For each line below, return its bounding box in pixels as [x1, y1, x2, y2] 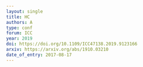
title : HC [6, 14, 30, 20]
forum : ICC [6, 30, 33, 36]
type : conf [6, 24, 33, 31]
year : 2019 [6, 36, 33, 41]
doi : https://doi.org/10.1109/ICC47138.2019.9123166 [6, 41, 138, 47]
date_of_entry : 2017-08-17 [6, 52, 72, 58]
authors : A [6, 19, 33, 25]
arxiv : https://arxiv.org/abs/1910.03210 [6, 47, 109, 52]
